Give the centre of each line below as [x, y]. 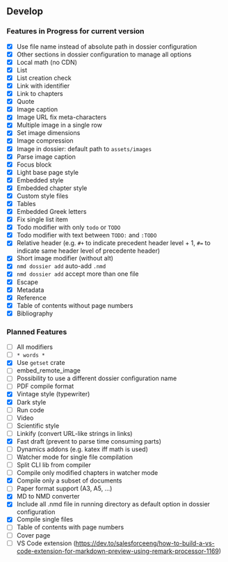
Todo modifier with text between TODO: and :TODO [87, 235]
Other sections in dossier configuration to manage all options [104, 54]
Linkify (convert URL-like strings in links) [74, 433]
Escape [27, 282]
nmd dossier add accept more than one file [78, 274]
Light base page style [48, 172]
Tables [26, 203]
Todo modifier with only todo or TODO [68, 227]
